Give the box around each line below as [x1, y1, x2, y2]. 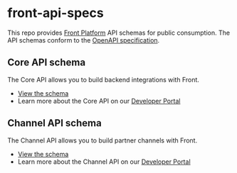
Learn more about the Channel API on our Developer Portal [17, 157, 191, 166]
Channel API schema [7, 117, 102, 129]
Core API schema [7, 57, 86, 69]
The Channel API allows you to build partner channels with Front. [7, 136, 198, 145]
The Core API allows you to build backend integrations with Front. [7, 75, 199, 84]
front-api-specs [7, 5, 105, 21]
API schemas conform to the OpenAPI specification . [7, 35, 160, 44]
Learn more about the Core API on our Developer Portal [17, 96, 181, 105]
